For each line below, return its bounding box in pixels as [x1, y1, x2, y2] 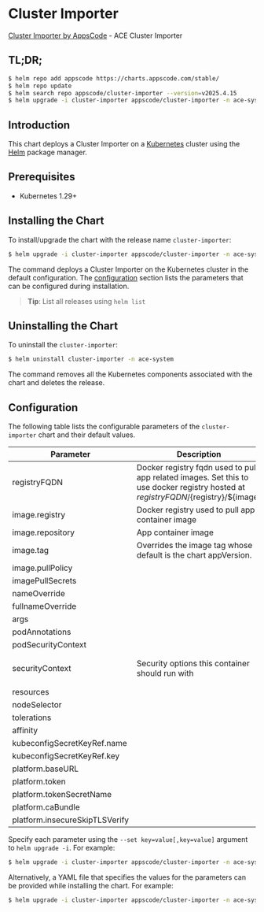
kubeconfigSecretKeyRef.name [12, 738, 127, 749]
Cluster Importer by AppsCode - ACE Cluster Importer [8, 31, 183, 40]
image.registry [12, 510, 66, 521]
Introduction [8, 118, 71, 132]
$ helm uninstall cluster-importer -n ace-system [8, 355, 174, 363]
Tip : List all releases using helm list [27, 296, 146, 306]
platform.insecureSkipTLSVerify [12, 814, 130, 825]
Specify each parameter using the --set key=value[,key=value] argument [8, 835, 248, 844]
